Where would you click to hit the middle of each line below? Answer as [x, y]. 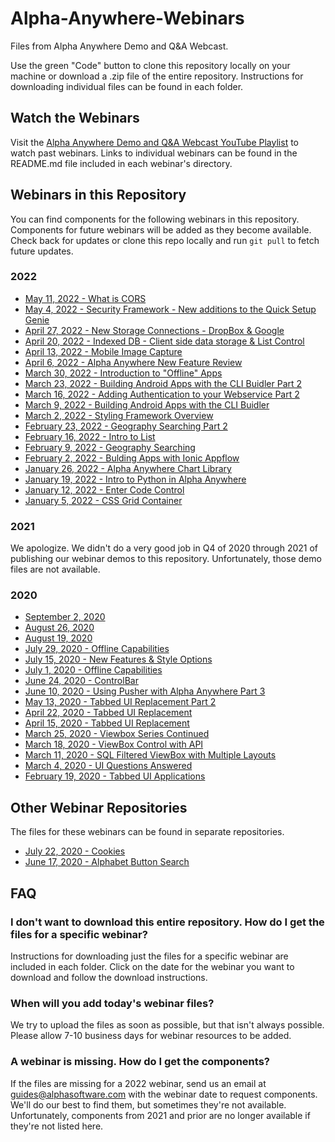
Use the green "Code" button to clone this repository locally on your [150, 65]
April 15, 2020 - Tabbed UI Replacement [107, 723]
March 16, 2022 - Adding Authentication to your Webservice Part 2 [162, 394]
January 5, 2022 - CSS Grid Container [103, 500]
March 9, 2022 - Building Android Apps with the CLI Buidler [147, 404]
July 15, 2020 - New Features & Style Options [118, 659]
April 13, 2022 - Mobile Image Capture [103, 351]
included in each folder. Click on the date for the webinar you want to [152, 966]
